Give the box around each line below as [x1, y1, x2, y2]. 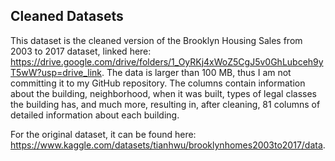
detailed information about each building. [10, 109, 180, 121]
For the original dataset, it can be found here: [10, 128, 197, 140]
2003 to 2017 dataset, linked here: [10, 45, 152, 57]
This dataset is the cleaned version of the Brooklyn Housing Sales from [10, 34, 303, 46]
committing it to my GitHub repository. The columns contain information [10, 77, 306, 89]
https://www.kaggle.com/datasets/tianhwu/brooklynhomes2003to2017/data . [10, 139, 326, 151]
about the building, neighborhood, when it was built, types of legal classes [10, 87, 318, 99]
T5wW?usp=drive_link [10, 66, 102, 78]
